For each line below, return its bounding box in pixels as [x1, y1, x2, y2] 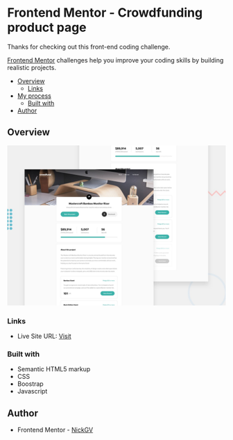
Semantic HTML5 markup [17, 365, 91, 373]
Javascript [17, 387, 48, 396]
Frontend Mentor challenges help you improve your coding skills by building [7, 56, 224, 64]
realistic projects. [7, 63, 57, 71]
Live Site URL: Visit [17, 332, 71, 341]
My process [17, 92, 52, 100]
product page [7, 19, 87, 35]
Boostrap [17, 380, 44, 388]
